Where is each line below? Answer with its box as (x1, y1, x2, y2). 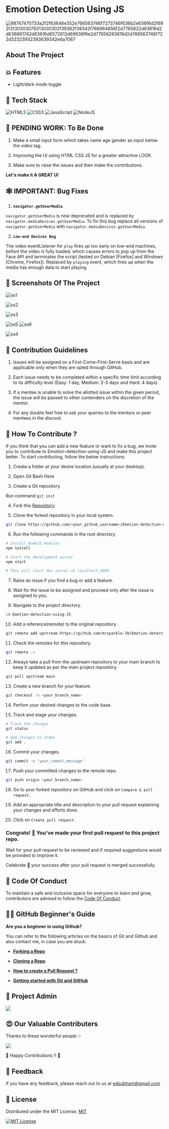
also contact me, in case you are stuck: (6, 938, 87, 944)
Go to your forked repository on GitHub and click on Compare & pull (13, 786, 153, 792)
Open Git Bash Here (13, 473, 55, 479)
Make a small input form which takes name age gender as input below (13, 137, 158, 143)
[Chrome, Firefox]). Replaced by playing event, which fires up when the (6, 259, 154, 265)
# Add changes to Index (6, 735, 56, 740)
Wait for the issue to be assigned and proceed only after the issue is (13, 587, 154, 593)
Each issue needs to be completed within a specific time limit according (13, 374, 161, 381)
